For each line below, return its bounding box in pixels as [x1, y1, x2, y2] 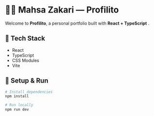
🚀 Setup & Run [5, 77, 49, 85]
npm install [5, 94, 29, 99]
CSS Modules [12, 58, 40, 63]
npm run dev [5, 107, 29, 112]
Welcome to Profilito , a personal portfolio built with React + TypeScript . [5, 20, 150, 26]
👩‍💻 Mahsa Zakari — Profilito [5, 4, 119, 15]
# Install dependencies [5, 89, 53, 94]
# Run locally [5, 102, 34, 108]
